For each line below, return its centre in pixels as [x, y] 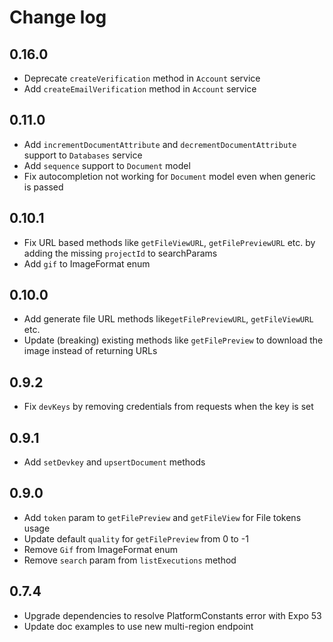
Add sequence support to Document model [107, 165]
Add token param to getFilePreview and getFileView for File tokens [162, 517]
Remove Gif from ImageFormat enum [100, 549]
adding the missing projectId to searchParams [120, 253]
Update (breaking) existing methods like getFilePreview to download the [173, 340]
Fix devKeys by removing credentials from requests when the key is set [168, 407]
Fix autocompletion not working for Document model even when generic [169, 176]
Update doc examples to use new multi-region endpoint [138, 626]
